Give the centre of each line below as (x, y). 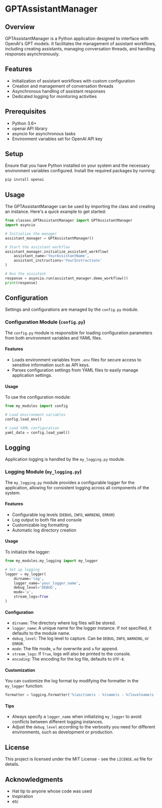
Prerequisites (26, 112)
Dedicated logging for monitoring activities (54, 96)
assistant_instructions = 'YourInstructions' (58, 260)
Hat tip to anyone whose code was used (52, 791)
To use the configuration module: (38, 397)
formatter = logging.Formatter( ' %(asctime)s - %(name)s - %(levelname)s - (82, 695)
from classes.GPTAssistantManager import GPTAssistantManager (69, 221)
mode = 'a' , (24, 592)
